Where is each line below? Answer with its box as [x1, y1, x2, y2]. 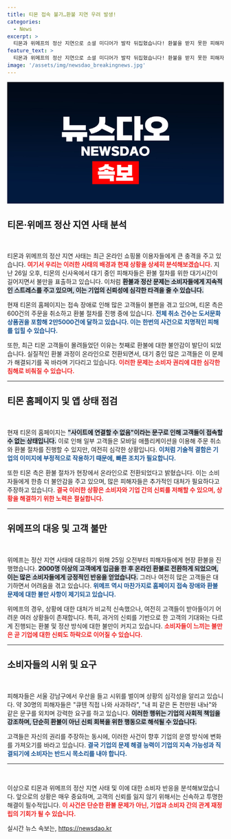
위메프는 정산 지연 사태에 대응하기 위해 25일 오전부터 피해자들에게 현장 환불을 [7, 555, 214, 563]
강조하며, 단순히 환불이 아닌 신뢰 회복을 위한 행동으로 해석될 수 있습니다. [7, 717, 197, 726]
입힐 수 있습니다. [14, 326, 58, 335]
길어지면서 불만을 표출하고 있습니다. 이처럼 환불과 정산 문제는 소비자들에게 [7, 278, 205, 286]
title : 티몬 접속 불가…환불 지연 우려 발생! [7, 11, 117, 18]
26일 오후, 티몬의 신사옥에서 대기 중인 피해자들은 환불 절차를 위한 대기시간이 [14, 269, 218, 278]
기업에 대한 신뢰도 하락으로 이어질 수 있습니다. [21, 630, 143, 638]
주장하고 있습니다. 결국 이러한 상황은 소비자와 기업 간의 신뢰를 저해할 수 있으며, [7, 485, 215, 494]
